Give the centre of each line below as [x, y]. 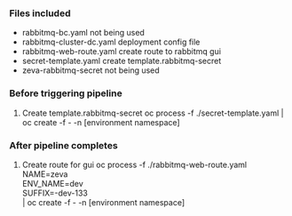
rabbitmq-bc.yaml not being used [83, 33]
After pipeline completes [63, 145]
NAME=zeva [45, 174]
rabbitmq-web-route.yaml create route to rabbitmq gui [122, 52]
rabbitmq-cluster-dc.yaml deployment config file [111, 42]
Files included [40, 13]
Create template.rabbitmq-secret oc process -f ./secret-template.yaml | [153, 113]
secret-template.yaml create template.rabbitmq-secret [122, 61]
